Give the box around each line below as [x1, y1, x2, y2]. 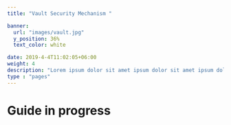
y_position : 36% [13, 35, 60, 42]
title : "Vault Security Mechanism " [7, 10, 112, 17]
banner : [7, 22, 30, 30]
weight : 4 [7, 60, 36, 67]
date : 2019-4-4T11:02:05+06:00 [7, 54, 97, 61]
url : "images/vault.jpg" [13, 29, 85, 36]
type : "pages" [7, 73, 51, 80]
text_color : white [13, 42, 67, 49]
